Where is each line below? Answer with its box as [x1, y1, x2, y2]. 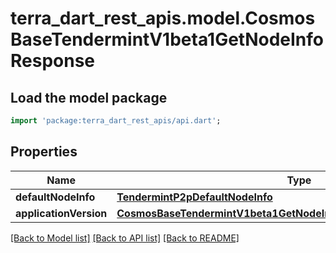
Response [10, 50, 96, 72]
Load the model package [10, 89, 168, 106]
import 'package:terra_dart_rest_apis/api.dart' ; [10, 116, 222, 126]
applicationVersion [15, 206, 108, 220]
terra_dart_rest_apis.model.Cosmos [10, 7, 316, 30]
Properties [10, 143, 78, 161]
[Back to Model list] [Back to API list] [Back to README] [10, 232, 240, 244]
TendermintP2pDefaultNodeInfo [116, 190, 273, 204]
